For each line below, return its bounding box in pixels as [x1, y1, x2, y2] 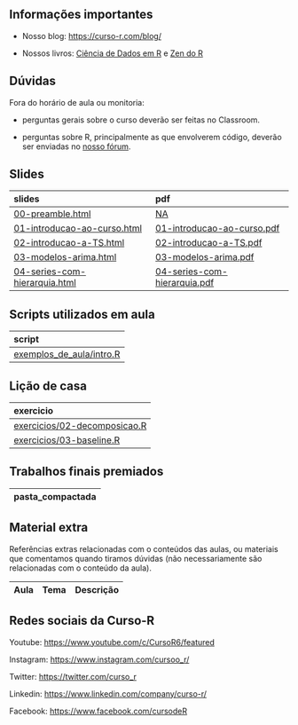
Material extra [9, 520, 89, 535]
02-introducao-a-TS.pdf [154, 237, 263, 249]
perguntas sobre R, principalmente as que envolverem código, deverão [21, 131, 282, 142]
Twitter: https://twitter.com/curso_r [9, 671, 137, 682]
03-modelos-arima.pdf [154, 251, 255, 264]
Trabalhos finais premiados [9, 464, 164, 479]
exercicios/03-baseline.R [13, 434, 121, 446]
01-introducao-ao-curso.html [13, 222, 143, 234]
